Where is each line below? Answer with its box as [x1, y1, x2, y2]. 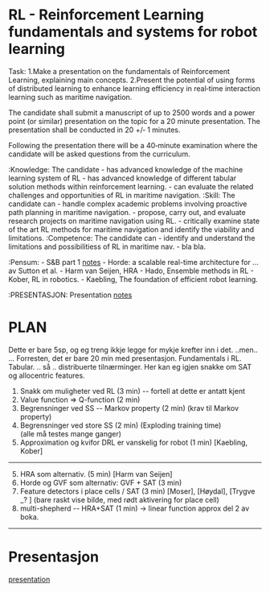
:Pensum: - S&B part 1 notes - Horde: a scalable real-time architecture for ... [8, 257, 259, 267]
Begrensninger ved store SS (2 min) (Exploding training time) [19, 420, 222, 430]
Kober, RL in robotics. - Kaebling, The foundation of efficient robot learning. [8, 274, 259, 284]
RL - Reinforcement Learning [8, 6, 205, 24]
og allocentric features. [8, 371, 86, 380]
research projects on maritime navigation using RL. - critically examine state [8, 216, 260, 226]
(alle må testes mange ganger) [19, 428, 122, 438]
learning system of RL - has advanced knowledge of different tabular [8, 173, 237, 183]
